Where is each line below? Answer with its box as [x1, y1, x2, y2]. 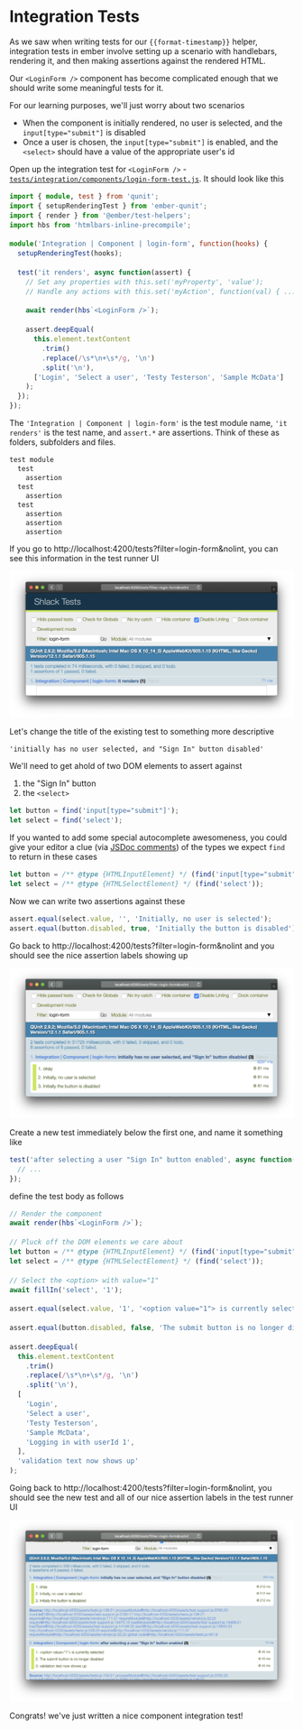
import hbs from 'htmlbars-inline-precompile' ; [9, 220, 192, 229]
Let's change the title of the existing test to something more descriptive [9, 726, 275, 737]
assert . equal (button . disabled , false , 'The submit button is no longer [9, 1324, 284, 1333]
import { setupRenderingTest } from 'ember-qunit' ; [9, 201, 207, 210]
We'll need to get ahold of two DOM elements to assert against [9, 761, 243, 772]
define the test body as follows [9, 1190, 124, 1201]
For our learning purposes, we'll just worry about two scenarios [9, 99, 245, 110]
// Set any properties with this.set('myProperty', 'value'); [25, 277, 264, 286]
